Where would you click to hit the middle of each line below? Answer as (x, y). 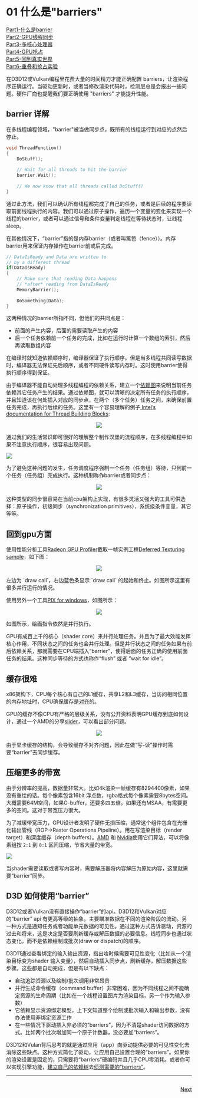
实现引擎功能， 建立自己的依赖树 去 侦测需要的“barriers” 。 (80, 1067)
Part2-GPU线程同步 (30, 37)
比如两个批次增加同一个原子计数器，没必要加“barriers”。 (94, 1032)
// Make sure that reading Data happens (67, 279)
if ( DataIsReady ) (26, 268)
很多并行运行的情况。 (32, 588)
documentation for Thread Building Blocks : (58, 414)
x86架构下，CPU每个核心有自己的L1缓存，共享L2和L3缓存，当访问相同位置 (97, 694)
